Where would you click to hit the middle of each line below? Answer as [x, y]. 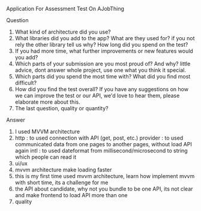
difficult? [26, 83]
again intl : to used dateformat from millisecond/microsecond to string [101, 150]
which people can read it [46, 157]
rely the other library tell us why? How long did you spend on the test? [101, 45]
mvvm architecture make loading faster [63, 170]
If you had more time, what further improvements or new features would [104, 51]
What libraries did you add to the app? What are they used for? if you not [105, 38]
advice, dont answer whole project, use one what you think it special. [100, 70]
